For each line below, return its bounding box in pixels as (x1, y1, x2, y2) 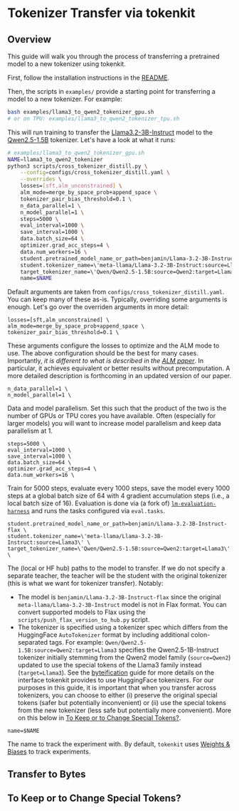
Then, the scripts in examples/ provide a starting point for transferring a (7, 87, 216, 95)
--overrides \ (20, 176, 62, 183)
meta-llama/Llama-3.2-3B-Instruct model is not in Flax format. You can (17, 601, 227, 609)
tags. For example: (49, 638, 104, 647)
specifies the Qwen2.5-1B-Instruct (118, 645, 219, 655)
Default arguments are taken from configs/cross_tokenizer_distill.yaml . (7, 288, 225, 296)
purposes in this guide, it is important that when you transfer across (17, 684, 217, 692)
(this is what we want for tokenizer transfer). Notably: (7, 579, 164, 588)
